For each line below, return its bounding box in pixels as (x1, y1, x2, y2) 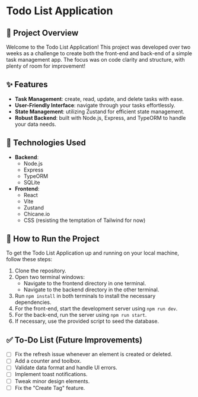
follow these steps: (6, 256, 52, 263)
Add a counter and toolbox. (14, 357, 82, 364)
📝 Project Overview (6, 28, 79, 38)
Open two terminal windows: (14, 274, 85, 281)
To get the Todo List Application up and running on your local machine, (6, 249, 180, 256)
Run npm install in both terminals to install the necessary (14, 293, 156, 300)
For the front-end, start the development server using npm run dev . (14, 305, 178, 312)
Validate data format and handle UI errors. (14, 364, 117, 371)
